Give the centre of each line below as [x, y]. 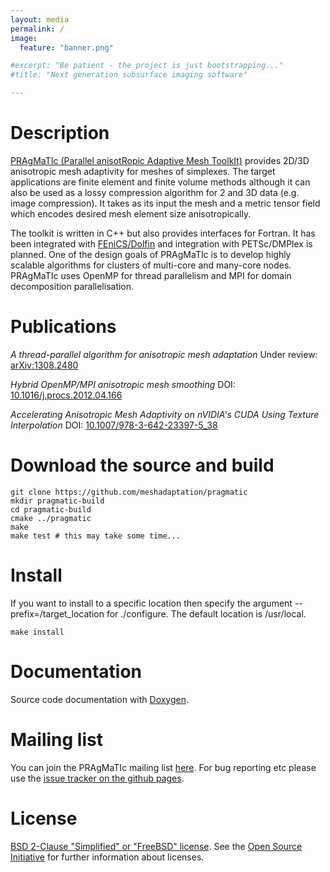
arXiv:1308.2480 [44, 365]
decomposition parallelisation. [72, 286]
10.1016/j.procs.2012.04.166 [66, 395]
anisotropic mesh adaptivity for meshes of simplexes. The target [143, 171]
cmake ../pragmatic [51, 518]
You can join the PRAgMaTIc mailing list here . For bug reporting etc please [163, 767]
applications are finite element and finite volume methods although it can [160, 182]
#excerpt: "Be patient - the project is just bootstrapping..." [147, 66]
